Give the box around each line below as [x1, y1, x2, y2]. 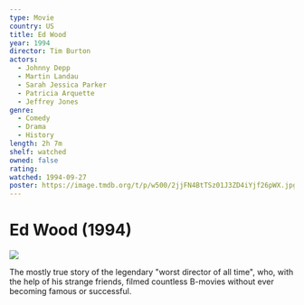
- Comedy [17, 114, 51, 123]
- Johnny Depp [17, 64, 71, 73]
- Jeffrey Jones [17, 97, 79, 106]
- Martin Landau [17, 72, 79, 81]
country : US [9, 22, 54, 31]
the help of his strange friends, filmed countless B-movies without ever [9, 276, 274, 287]
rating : [9, 164, 39, 173]
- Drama [17, 123, 47, 132]
